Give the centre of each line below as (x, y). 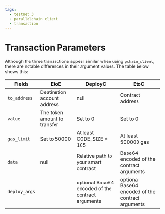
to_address (20, 98)
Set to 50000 (55, 139)
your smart (89, 162)
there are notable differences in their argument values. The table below (77, 66)
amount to (52, 119)
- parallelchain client (34, 19)
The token (52, 113)
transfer (49, 125)
